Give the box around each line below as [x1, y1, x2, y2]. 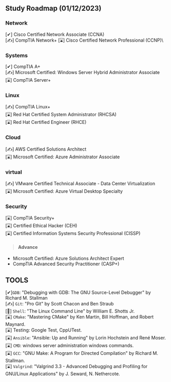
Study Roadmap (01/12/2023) [5, 4, 102, 13]
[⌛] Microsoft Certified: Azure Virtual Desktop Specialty [5, 188, 123, 194]
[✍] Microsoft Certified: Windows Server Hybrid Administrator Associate [5, 69, 160, 75]
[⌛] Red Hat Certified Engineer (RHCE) [5, 119, 87, 125]
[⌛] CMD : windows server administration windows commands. [5, 342, 134, 349]
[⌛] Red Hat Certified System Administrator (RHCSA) [5, 112, 117, 118]
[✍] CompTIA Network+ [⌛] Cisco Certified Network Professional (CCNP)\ [5, 37, 163, 43]
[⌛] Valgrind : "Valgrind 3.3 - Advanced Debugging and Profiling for [5, 363, 148, 370]
